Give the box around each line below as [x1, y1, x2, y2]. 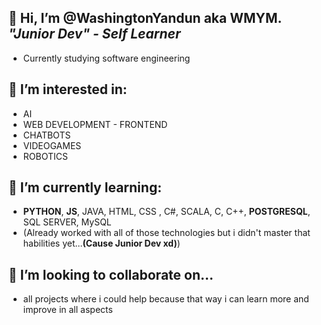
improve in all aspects [22, 304, 113, 316]
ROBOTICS [22, 150, 68, 162]
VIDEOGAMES [22, 139, 82, 151]
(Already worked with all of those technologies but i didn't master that [22, 227, 311, 239]
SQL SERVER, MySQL [22, 216, 112, 228]
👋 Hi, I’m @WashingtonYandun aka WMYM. [8, 10, 282, 27]
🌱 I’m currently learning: [8, 179, 163, 196]
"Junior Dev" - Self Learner [8, 26, 181, 43]
